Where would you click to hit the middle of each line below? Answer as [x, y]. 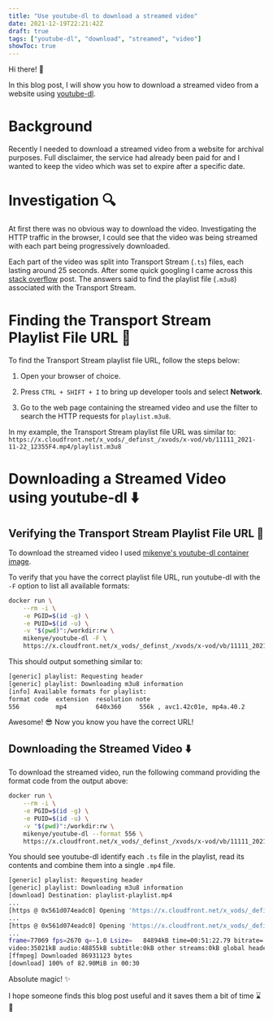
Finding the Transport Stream [110, 321]
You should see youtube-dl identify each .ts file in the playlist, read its [127, 857]
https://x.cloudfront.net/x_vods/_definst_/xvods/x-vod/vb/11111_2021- [132, 440]
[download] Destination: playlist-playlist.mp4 [91, 896]
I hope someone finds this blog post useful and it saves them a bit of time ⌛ [135, 996]
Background [50, 126]
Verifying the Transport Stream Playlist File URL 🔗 [136, 533]
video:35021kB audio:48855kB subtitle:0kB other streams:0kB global [127, 948]
